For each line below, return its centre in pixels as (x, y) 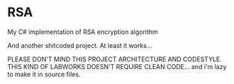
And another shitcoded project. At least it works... (80, 45)
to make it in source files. (44, 74)
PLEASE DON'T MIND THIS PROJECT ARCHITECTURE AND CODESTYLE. (115, 59)
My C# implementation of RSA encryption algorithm (83, 32)
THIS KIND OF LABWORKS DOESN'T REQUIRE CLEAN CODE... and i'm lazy (117, 66)
